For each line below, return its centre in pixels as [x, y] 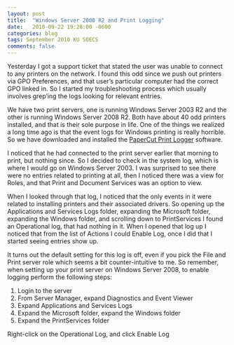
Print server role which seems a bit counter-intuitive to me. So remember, [113, 262]
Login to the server [45, 291]
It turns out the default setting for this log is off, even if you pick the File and [117, 255]
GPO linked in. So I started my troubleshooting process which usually [107, 89]
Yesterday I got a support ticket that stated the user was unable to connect [115, 66]
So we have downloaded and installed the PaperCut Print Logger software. [115, 140]
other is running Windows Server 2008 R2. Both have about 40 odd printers [117, 117]
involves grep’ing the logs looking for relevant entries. [85, 96]
